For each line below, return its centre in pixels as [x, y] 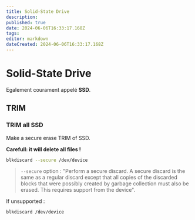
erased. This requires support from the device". [78, 190]
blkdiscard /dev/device [35, 212]
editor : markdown [27, 39]
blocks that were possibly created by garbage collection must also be [105, 184]
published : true [26, 22]
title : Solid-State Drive [38, 11]
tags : [13, 34]
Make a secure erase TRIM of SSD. [48, 138]
